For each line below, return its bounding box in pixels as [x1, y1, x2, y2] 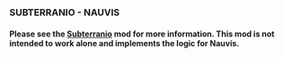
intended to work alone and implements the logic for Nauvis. [9, 37, 240, 48]
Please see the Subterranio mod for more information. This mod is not [9, 28, 275, 39]
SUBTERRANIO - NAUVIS [9, 6, 120, 19]
